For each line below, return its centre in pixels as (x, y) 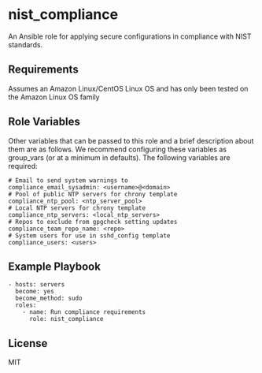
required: (23, 166)
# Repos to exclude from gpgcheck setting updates (93, 222)
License (28, 343)
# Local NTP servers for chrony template (77, 208)
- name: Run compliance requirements (84, 312)
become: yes (35, 292)
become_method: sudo (49, 298)
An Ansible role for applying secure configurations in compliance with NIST (130, 36)
